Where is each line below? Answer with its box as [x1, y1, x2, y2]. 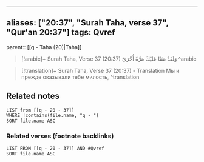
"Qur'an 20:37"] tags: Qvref [6, 27, 115, 38]
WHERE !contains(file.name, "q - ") [6, 112, 99, 118]
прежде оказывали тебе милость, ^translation [21, 73, 140, 81]
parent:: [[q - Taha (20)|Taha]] [6, 43, 82, 50]
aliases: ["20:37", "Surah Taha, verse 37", [6, 18, 169, 28]
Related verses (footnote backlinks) [6, 132, 114, 140]
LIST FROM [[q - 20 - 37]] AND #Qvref [6, 145, 104, 152]
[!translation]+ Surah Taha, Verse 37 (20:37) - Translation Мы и [21, 67, 180, 74]
